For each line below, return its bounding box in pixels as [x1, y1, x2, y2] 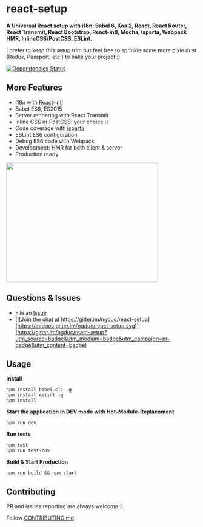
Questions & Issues [6, 293, 81, 303]
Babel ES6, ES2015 [15, 105, 62, 112]
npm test [6, 443, 28, 449]
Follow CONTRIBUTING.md [6, 514, 74, 522]
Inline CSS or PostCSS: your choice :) [15, 118, 108, 125]
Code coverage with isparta [15, 124, 85, 132]
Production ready [15, 150, 59, 157]
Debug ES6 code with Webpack [15, 137, 95, 145]
